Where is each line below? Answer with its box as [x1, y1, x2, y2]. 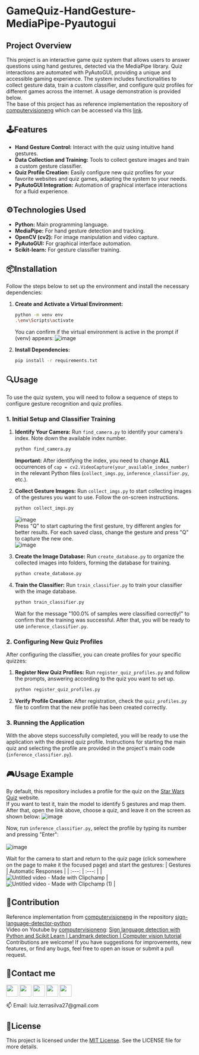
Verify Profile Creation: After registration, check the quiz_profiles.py [14, 697, 187, 704]
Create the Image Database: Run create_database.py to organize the [14, 552, 184, 560]
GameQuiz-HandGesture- [6, 4, 137, 18]
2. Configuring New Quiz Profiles [6, 638, 103, 646]
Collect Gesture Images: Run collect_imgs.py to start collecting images [14, 488, 192, 495]
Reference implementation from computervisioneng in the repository [6, 913, 174, 920]
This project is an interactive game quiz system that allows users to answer [6, 56, 190, 63]
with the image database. [14, 588, 77, 595]
